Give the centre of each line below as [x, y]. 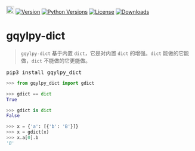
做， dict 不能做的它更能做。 [56, 60]
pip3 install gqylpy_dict [44, 72]
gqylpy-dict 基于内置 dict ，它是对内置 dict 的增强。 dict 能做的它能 [105, 53]
